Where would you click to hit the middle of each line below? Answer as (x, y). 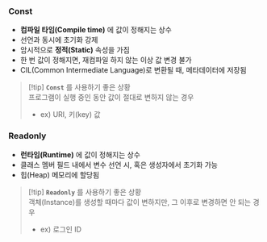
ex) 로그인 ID (61, 229)
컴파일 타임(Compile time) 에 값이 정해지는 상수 (96, 30)
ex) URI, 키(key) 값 (70, 115)
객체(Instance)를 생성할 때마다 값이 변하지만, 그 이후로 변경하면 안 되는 (140, 202)
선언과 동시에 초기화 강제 (59, 40)
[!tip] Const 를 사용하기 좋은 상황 (79, 87)
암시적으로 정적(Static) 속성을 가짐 (75, 50)
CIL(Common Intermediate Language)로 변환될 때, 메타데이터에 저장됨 (133, 70)
